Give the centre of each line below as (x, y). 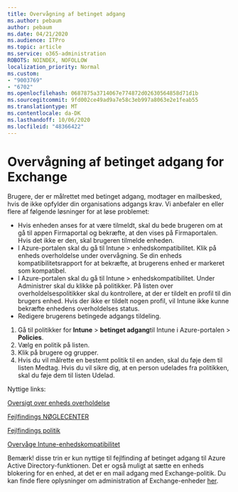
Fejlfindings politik (34, 431)
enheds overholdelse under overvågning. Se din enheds (100, 256)
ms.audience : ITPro (36, 41)
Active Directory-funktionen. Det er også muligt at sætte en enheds (106, 466)
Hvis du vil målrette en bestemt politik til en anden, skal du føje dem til (120, 360)
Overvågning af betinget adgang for (116, 162)
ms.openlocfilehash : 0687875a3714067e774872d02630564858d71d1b (103, 93)
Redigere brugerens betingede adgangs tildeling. (89, 316)
